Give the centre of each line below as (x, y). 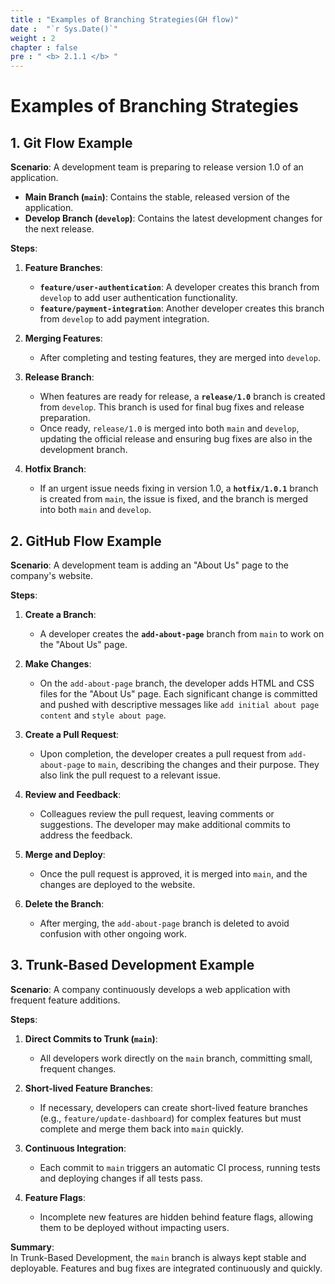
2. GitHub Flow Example (86, 541)
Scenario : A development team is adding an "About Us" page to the (150, 565)
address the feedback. (86, 835)
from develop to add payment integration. (124, 319)
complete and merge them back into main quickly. (141, 1128)
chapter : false (44, 47)
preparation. (65, 418)
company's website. (52, 575)
